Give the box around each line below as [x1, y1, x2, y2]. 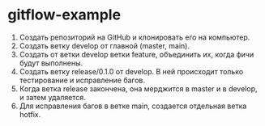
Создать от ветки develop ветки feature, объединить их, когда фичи [19, 49, 254, 59]
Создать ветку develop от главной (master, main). [19, 40, 190, 50]
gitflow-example [7, 6, 122, 24]
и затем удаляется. [19, 92, 86, 102]
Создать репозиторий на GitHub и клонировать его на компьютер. [19, 32, 250, 42]
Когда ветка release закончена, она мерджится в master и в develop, [19, 83, 258, 94]
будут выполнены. [19, 58, 83, 68]
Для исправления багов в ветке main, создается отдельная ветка [19, 101, 247, 111]
